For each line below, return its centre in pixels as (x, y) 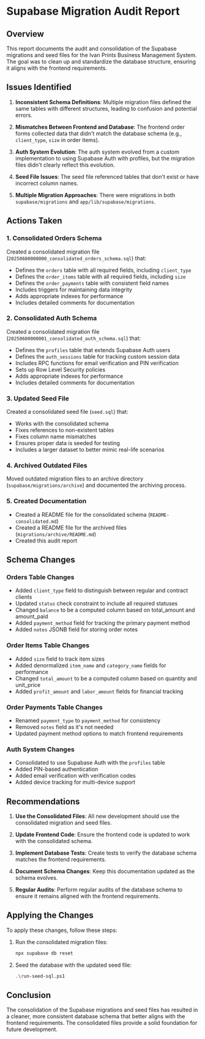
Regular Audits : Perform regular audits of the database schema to (99, 890)
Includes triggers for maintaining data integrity (74, 290)
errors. (24, 115)
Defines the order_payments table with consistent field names (92, 283)
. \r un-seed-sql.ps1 (40, 976)
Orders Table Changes (40, 577)
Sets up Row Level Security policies (60, 369)
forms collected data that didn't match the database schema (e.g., (99, 133)
